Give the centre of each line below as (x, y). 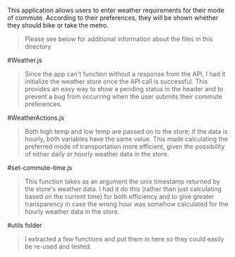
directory (38, 46)
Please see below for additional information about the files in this (119, 39)
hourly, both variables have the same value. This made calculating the (126, 139)
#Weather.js (25, 60)
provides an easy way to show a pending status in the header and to (124, 89)
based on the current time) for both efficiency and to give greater (119, 196)
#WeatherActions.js (36, 118)
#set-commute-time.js (40, 168)
